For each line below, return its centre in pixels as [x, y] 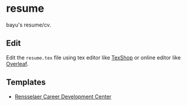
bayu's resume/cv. [29, 25]
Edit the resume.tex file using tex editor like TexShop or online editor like [93, 57]
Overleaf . [17, 64]
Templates [26, 82]
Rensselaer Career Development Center [63, 97]
